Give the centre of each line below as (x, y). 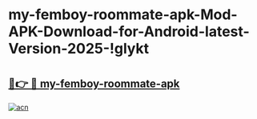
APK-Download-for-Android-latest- (129, 32)
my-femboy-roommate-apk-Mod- (123, 15)
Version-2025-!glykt (79, 49)
